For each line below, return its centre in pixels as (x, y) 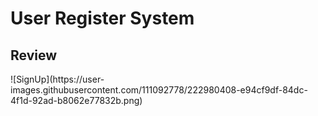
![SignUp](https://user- (57, 79)
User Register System (102, 18)
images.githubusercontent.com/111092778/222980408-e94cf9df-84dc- (159, 90)
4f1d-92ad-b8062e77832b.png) (76, 100)
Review (34, 55)
